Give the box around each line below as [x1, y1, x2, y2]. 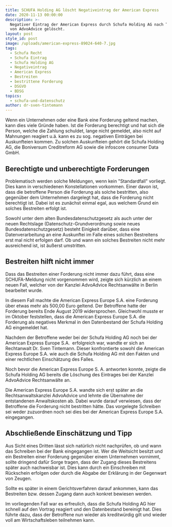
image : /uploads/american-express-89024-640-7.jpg [5, 41, 116, 46]
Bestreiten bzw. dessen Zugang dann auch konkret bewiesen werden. [5, 491, 153, 497]
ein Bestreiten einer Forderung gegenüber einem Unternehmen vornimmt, [5, 453, 161, 459]
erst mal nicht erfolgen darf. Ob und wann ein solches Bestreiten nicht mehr [5, 237, 165, 243]
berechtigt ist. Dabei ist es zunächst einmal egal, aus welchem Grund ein [5, 199, 159, 206]
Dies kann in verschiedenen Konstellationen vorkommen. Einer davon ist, [5, 183, 159, 190]
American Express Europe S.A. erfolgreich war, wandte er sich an [5, 339, 144, 346]
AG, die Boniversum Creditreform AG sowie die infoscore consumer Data [5, 144, 159, 150]
